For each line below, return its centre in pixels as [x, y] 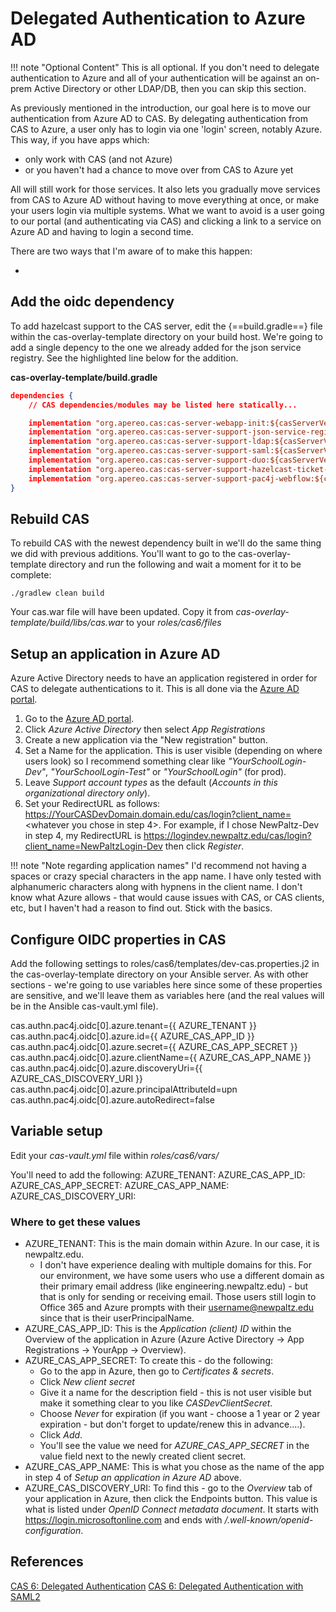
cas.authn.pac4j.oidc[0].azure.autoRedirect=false [113, 1099]
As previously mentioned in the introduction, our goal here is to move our [161, 108]
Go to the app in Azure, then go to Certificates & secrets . [157, 1371]
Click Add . [61, 1435]
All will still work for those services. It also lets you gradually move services [165, 189]
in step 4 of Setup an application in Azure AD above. [133, 1478]
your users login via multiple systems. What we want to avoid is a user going [167, 210]
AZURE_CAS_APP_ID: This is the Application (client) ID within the [158, 1329]
